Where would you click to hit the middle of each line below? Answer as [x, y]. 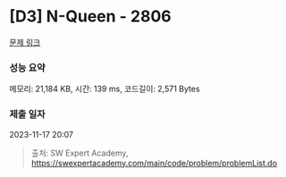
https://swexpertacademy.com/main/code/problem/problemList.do [154, 163]
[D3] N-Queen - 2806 [90, 17]
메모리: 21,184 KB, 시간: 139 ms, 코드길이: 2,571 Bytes [105, 89]
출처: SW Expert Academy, [80, 153]
